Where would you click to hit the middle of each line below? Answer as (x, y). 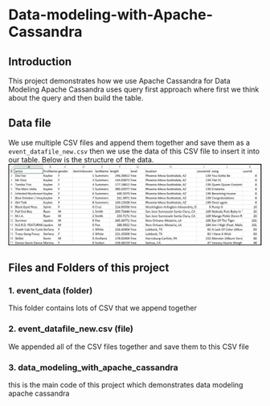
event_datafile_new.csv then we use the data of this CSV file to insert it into (134, 151)
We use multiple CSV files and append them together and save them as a (129, 142)
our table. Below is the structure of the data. (81, 159)
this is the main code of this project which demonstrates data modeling (126, 385)
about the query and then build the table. (76, 98)
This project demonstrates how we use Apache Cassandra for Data (119, 81)
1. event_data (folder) (51, 291)
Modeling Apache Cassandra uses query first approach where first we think (134, 89)
